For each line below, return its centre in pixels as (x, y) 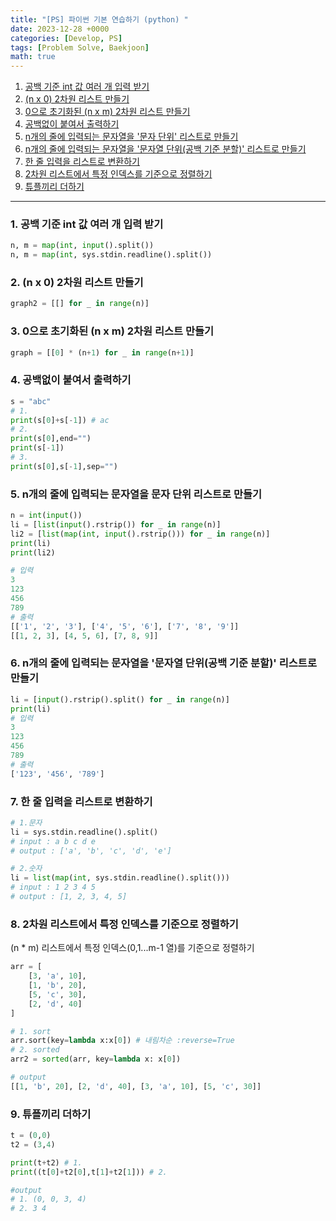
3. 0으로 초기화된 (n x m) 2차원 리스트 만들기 (112, 331)
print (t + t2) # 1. (46, 1162)
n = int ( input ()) (46, 516)
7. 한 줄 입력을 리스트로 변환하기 (81, 801)
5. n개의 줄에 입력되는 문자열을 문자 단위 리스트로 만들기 (136, 494)
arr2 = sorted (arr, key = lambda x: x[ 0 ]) (96, 1059)
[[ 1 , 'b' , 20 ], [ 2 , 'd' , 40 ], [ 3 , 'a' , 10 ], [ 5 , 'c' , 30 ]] (136, 1086)
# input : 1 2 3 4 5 (53, 887)
